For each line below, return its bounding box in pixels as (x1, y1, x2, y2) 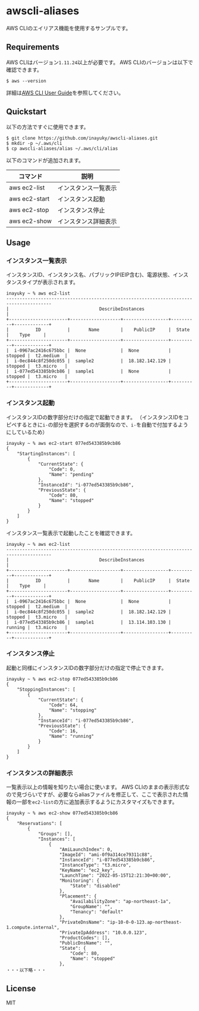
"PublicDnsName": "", (59, 940, 113, 946)
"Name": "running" (48, 733, 94, 739)
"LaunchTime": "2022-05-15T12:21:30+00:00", (59, 873, 171, 879)
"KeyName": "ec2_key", (59, 867, 116, 874)
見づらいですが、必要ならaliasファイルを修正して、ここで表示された (16, 791, 184, 798)
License (6, 983, 36, 993)
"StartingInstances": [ (17, 450, 76, 457)
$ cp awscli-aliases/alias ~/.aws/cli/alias (6, 146, 118, 151)
